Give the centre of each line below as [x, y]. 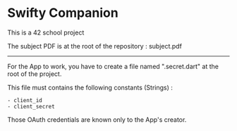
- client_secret [31, 106]
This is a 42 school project [46, 32]
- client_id [25, 100]
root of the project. [35, 74]
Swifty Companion [63, 13]
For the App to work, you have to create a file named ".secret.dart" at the [113, 66]
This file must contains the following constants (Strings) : [90, 87]
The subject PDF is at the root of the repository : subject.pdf [95, 46]
